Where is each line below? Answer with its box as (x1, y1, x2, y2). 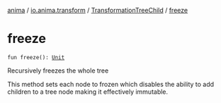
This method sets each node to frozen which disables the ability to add (7, 80, 215, 88)
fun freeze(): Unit (7, 54, 65, 61)
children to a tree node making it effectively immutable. (7, 87, 169, 96)
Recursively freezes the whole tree (7, 66, 109, 75)
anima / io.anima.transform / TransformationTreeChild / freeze (7, 6, 188, 14)
